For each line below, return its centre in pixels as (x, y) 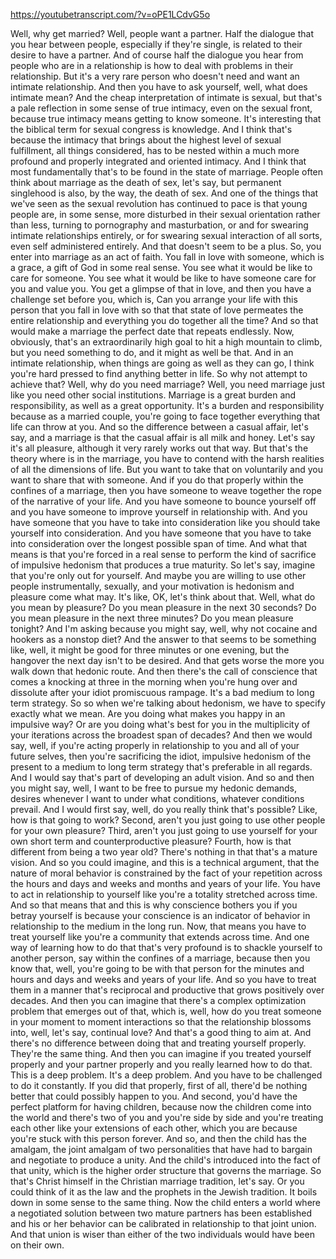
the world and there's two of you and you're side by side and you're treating (167, 1117)
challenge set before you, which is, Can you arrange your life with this (154, 299)
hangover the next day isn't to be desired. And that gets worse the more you (167, 660)
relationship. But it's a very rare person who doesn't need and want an (155, 76)
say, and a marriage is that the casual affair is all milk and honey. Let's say (163, 437)
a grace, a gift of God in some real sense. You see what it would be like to (161, 267)
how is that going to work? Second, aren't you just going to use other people (168, 820)
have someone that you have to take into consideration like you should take (165, 522)
